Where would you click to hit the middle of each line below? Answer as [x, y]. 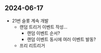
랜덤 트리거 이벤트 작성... [43, 27]
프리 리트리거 [32, 45]
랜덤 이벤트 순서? [43, 33]
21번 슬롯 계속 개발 [30, 21]
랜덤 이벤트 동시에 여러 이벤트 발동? [61, 39]
